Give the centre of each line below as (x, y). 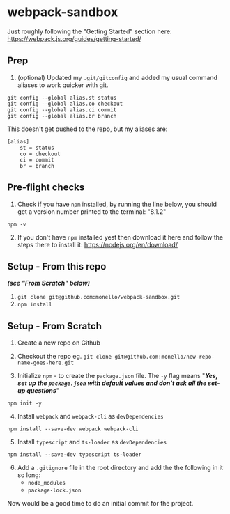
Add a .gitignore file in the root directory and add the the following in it (120, 468)
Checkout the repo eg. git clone (64, 357)
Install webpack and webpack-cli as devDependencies (90, 416)
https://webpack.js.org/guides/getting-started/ (74, 38)
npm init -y (24, 404)
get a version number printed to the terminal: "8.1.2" (92, 211)
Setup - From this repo (57, 266)
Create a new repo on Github (59, 343)
